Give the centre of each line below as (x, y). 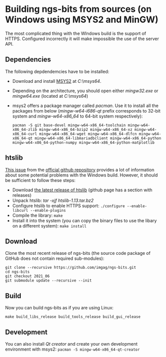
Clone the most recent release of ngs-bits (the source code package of (78, 253)
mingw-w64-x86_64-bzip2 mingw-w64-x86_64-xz (86, 129)
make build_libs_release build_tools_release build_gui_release (73, 317)
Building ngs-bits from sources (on (79, 9)
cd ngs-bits (17, 272)
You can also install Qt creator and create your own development (71, 344)
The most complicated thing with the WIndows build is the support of (76, 33)
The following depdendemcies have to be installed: (57, 71)
